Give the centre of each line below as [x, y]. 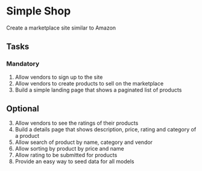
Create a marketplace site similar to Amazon [61, 28]
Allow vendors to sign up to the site [59, 77]
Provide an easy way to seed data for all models [74, 161]
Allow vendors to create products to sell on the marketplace [89, 83]
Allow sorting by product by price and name [70, 149]
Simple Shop [39, 11]
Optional [23, 109]
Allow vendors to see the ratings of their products [77, 123]
